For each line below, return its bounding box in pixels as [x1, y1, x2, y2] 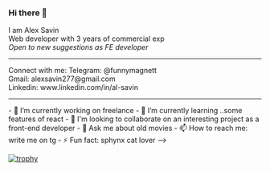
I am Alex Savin [8, 26, 59, 35]
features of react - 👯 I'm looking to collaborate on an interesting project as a [8, 114, 260, 124]
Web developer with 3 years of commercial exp [8, 34, 165, 43]
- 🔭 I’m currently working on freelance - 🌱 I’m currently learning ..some [8, 106, 243, 116]
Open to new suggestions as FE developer [8, 43, 149, 52]
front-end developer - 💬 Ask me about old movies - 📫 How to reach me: [8, 124, 248, 133]
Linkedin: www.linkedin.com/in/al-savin [8, 83, 139, 92]
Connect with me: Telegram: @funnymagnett [8, 66, 157, 75]
